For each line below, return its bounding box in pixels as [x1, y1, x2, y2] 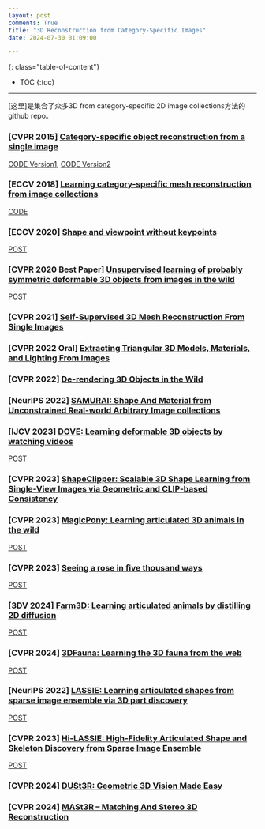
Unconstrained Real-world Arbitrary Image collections [8, 405, 221, 416]
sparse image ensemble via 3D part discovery [8, 695, 188, 706]
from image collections [8, 189, 99, 200]
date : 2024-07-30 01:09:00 [8, 33, 97, 42]
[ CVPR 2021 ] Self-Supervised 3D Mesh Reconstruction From [8, 311, 245, 322]
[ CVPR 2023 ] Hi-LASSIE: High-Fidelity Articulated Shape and [8, 733, 248, 744]
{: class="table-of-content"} [8, 62, 100, 72]
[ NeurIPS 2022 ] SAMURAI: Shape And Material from [8, 395, 211, 406]
